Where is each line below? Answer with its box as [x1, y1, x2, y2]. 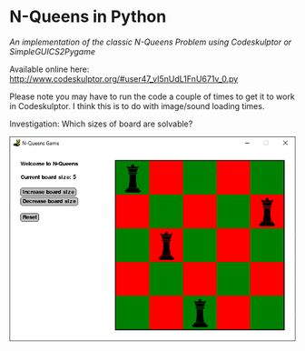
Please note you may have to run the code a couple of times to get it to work [9, 91, 295, 102]
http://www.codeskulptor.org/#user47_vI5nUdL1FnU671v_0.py [9, 73, 239, 84]
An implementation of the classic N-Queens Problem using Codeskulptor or [9, 36, 292, 47]
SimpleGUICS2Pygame [9, 45, 96, 56]
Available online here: [9, 64, 90, 75]
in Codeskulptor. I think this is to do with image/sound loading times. [9, 100, 265, 111]
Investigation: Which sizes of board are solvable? [9, 118, 193, 129]
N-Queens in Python [9, 6, 167, 27]
